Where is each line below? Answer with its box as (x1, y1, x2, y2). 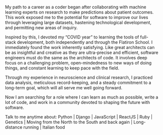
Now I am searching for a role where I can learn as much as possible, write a (5, 94, 159, 100)
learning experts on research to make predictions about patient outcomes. (5, 9, 154, 15)
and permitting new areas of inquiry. (5, 25, 78, 31)
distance (5, 124, 23, 130)
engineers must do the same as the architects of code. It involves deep (5, 55, 147, 60)
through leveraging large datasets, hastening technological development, (5, 19, 152, 25)
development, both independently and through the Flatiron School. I (17, 39, 153, 45)
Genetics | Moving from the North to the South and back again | (5, 119, 133, 125)
